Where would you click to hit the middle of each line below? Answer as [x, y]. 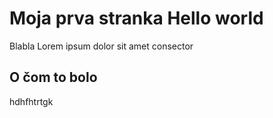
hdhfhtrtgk [31, 101]
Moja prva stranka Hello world [136, 18]
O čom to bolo [53, 77]
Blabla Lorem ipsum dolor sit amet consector [101, 46]
